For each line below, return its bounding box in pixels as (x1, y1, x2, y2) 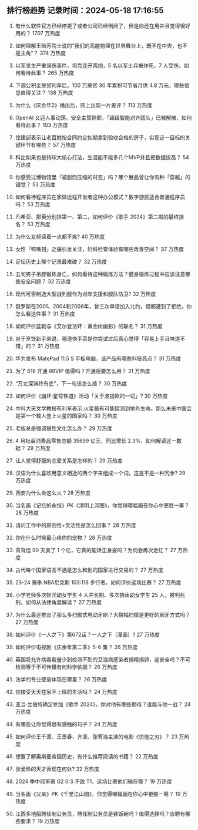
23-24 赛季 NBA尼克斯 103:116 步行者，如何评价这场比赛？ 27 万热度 (15, 579, 182, 586)
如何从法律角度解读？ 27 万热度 (25, 599, 102, 606)
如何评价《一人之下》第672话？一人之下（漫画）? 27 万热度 (15, 631, 160, 638)
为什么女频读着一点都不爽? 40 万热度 (15, 233, 105, 240)
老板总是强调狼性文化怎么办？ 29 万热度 (15, 425, 112, 432)
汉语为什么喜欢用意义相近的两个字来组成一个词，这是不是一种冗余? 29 (15, 469, 186, 476)
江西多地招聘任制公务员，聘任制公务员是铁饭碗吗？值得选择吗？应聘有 (15, 810, 186, 817)
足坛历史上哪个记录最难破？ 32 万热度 (15, 258, 108, 265)
